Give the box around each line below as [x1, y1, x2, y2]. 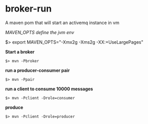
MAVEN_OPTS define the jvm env [5, 29, 74, 35]
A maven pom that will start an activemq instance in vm [5, 20, 119, 26]
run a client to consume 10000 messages [5, 86, 93, 92]
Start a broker [5, 49, 35, 55]
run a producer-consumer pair [5, 67, 70, 73]
